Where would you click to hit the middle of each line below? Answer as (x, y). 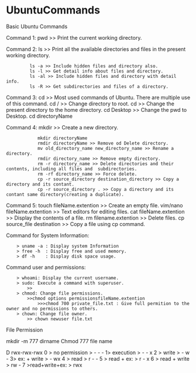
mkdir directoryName (62, 138)
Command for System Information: (48, 235)
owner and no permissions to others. (52, 309)
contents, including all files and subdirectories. (72, 169)
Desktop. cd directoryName (39, 116)
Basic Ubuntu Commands (37, 26)
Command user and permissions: (46, 267)
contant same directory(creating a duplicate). (65, 194)
